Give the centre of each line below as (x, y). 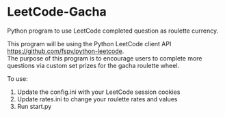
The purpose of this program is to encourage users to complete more (105, 58)
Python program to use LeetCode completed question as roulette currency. (113, 31)
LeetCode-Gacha (57, 12)
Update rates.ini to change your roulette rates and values (97, 99)
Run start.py (34, 106)
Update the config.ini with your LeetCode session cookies (98, 92)
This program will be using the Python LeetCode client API (89, 44)
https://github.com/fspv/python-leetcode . (66, 51)
